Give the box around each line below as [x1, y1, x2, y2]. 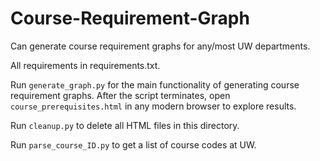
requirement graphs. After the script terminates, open [10, 89, 231, 101]
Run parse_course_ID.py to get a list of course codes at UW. [10, 138, 257, 151]
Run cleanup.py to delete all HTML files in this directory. [10, 119, 240, 131]
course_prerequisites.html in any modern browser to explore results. [10, 100, 297, 112]
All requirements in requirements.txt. [10, 59, 161, 71]
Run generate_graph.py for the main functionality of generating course [10, 78, 300, 91]
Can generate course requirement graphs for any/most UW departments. [10, 40, 311, 52]
